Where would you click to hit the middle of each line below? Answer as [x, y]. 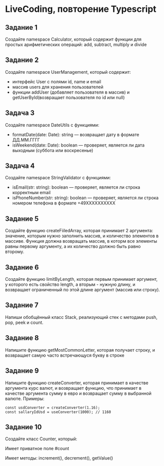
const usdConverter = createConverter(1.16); [52, 408]
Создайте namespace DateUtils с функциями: [52, 125]
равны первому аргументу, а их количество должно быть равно [73, 247]
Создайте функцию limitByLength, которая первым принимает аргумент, [81, 279]
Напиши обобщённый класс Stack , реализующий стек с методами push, [81, 317]
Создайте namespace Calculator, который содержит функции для [73, 39]
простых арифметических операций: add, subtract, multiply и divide [76, 45]
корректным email [31, 193]
